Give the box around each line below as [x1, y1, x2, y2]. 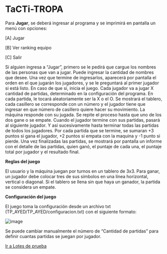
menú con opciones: [5, 25, 47, 31]
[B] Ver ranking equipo [5, 44, 52, 50]
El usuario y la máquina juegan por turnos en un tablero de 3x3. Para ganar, [5, 168, 161, 174]
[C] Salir [5, 54, 22, 60]
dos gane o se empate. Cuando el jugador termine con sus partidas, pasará [5, 117, 161, 123]
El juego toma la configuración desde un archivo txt [5, 203, 111, 209]
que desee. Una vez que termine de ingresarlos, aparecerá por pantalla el [5, 74, 157, 80]
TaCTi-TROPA [5, 3, 64, 15]
